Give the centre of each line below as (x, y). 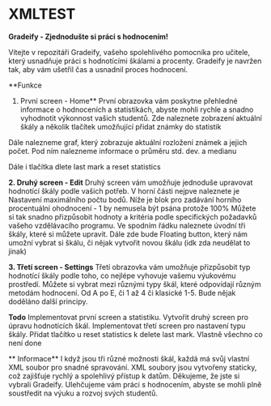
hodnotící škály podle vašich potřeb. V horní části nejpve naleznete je (124, 190)
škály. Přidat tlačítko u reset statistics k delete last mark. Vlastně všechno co (135, 334)
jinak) (17, 251)
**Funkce (25, 85)
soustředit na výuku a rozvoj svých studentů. (83, 393)
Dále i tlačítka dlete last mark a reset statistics (85, 166)
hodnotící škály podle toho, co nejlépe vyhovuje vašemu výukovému (122, 276)
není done (25, 343)
